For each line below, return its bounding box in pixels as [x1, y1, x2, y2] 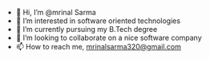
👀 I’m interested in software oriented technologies [15, 16, 181, 26]
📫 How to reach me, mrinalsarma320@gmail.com [15, 42, 182, 51]
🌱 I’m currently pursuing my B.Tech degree [15, 25, 158, 33]
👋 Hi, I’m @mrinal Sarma [15, 8, 96, 17]
